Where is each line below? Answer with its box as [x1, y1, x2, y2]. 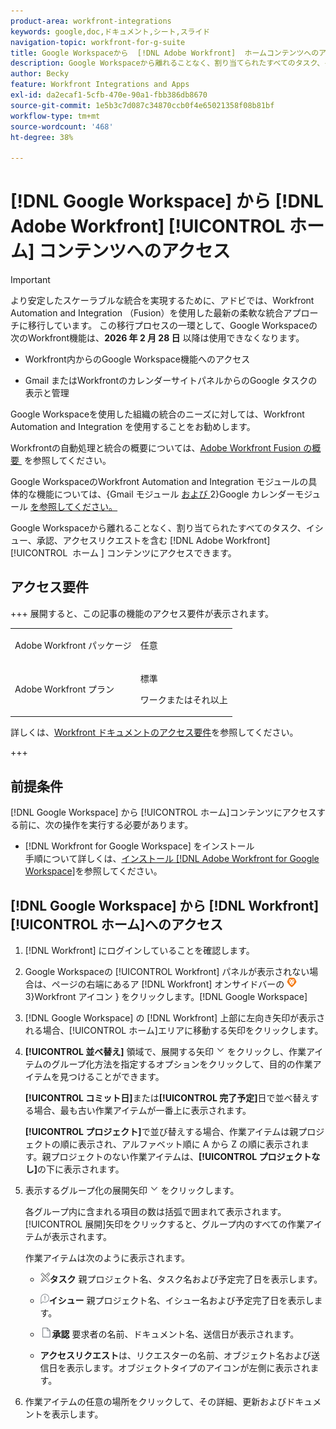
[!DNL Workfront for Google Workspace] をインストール [24, 840, 255, 852]
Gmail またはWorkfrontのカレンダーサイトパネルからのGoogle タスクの [24, 375, 318, 387]
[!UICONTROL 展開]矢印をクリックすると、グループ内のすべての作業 [24, 1218, 306, 1230]
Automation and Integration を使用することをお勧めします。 [10, 421, 256, 433]
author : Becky [10, 69, 70, 79]
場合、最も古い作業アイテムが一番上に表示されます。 [33, 1105, 252, 1116]
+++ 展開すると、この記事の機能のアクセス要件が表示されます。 [10, 607, 275, 619]
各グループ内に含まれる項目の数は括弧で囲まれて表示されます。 [24, 1206, 287, 1217]
